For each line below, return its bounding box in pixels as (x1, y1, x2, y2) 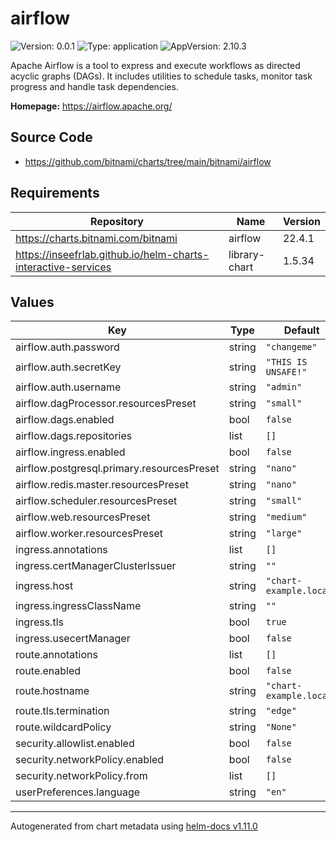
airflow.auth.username (15, 380, 122, 394)
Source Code (10, 129, 93, 146)
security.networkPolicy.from (15, 769, 148, 783)
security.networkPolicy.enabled (15, 753, 165, 767)
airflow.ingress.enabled (15, 445, 126, 459)
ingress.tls (15, 615, 64, 629)
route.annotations (15, 648, 98, 662)
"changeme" (265, 342, 318, 353)
